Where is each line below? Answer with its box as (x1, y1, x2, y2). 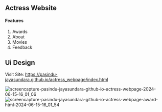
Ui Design (5, 58, 35, 67)
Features (5, 17, 23, 24)
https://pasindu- (25, 71, 58, 78)
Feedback (12, 44, 33, 50)
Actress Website (5, 4, 57, 12)
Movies (12, 39, 27, 45)
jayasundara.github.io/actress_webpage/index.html (5, 77, 109, 83)
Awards (12, 28, 28, 34)
